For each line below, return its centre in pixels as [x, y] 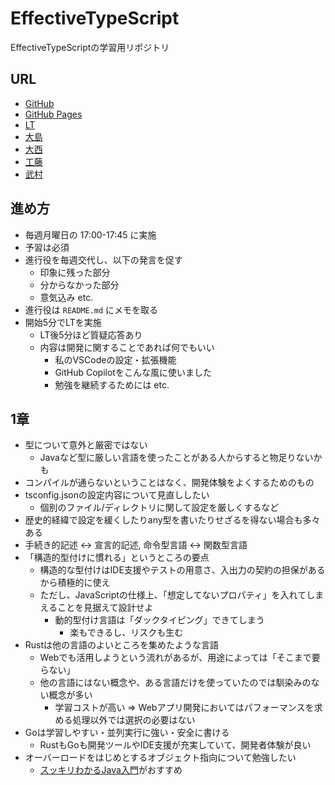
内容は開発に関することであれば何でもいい [127, 347]
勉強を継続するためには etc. [112, 384]
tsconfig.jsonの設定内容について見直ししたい [117, 495]
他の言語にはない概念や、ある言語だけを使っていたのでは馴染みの [175, 683]
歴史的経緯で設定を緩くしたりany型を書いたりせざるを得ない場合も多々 [172, 520]
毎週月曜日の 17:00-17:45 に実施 [90, 234]
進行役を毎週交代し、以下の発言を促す [103, 259]
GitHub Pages [53, 114]
